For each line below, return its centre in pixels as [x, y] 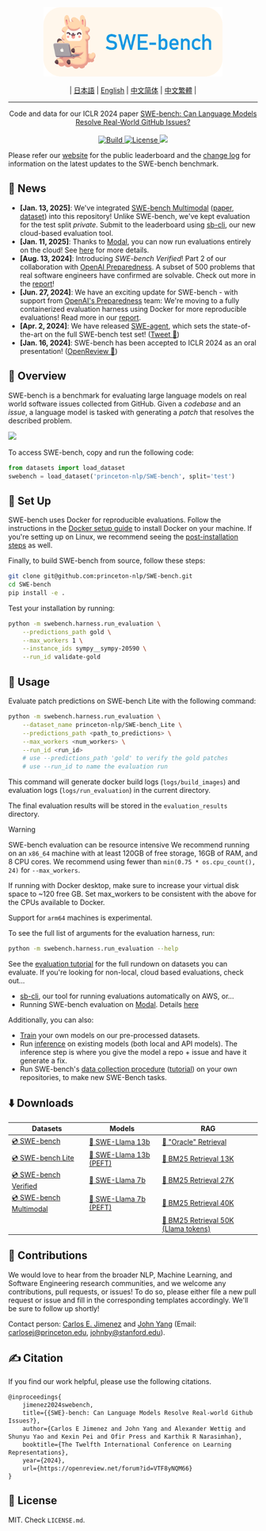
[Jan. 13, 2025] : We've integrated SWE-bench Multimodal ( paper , [127, 208]
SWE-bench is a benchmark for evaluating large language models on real [127, 395]
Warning [22, 829]
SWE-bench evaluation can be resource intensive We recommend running [129, 845]
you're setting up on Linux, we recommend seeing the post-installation [123, 537]
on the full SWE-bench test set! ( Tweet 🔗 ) [112, 334]
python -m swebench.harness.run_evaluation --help [93, 949]
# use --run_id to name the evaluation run [95, 767]
